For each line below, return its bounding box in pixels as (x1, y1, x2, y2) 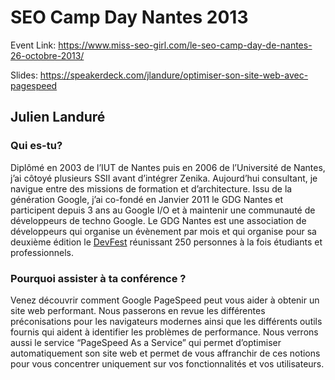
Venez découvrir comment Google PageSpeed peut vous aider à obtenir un (10, 294, 320, 306)
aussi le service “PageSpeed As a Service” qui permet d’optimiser (10, 336, 282, 348)
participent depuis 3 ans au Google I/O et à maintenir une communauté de (10, 204, 316, 216)
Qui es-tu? (10, 139, 63, 153)
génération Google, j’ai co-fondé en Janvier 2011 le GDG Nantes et (10, 193, 284, 205)
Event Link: (10, 39, 57, 51)
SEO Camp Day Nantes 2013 (10, 6, 249, 29)
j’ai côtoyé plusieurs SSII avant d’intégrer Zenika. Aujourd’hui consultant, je (10, 172, 318, 184)
